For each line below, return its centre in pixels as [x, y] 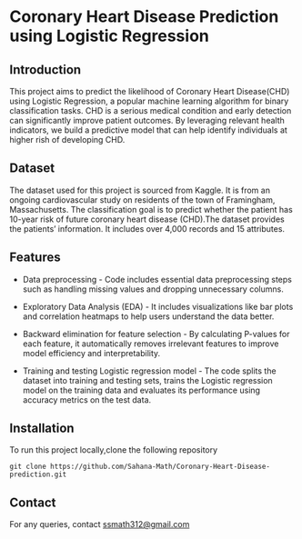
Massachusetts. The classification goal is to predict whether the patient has [151, 209]
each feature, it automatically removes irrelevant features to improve [151, 344]
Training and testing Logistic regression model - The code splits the [149, 371]
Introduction [45, 70]
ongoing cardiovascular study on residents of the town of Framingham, [142, 200]
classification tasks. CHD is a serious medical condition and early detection [151, 110]
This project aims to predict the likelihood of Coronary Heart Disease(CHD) [150, 91]
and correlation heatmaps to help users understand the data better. [148, 316]
